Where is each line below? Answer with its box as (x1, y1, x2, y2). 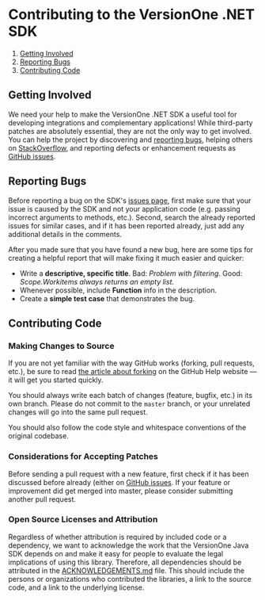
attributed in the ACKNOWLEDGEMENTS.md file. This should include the (8, 565, 245, 575)
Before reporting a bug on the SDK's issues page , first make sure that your (8, 196, 252, 205)
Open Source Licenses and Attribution (8, 514, 158, 525)
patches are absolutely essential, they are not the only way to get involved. (8, 126, 252, 136)
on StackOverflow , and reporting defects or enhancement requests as (8, 143, 236, 152)
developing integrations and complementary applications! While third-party (8, 117, 253, 128)
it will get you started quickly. (8, 375, 104, 385)
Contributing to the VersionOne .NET (8, 6, 256, 24)
